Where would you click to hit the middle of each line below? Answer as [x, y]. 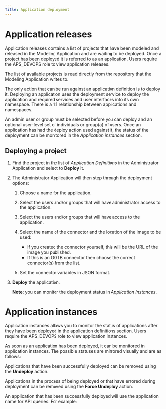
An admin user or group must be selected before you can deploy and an [79, 119]
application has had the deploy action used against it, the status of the [77, 130]
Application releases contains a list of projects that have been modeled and [82, 48]
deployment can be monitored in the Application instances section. [74, 135]
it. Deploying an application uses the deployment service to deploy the [77, 94]
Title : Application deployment [37, 10]
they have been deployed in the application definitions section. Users [76, 331]
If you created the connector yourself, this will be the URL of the [92, 247]
